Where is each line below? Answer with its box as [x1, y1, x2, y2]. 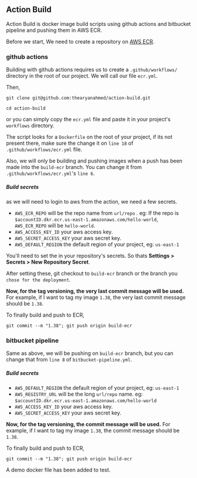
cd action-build [6, 105, 46, 111]
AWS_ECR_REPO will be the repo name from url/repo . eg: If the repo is [14, 210, 179, 217]
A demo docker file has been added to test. [6, 466, 111, 473]
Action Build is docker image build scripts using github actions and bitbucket [6, 20, 191, 27]
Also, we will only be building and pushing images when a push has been [6, 157, 183, 164]
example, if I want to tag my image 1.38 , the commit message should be [6, 427, 180, 434]
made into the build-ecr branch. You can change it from [6, 164, 142, 171]
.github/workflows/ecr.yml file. [6, 146, 83, 153]
